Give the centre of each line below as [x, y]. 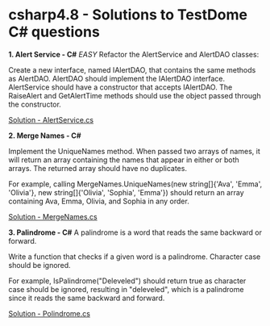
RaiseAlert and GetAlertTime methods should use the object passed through [135, 95]
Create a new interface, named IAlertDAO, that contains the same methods [132, 69]
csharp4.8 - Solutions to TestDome [128, 15]
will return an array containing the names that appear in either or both [124, 160]
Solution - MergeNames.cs [53, 216]
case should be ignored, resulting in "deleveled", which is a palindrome [126, 289]
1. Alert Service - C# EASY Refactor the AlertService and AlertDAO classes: [134, 54]
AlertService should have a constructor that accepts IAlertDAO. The [120, 87]
